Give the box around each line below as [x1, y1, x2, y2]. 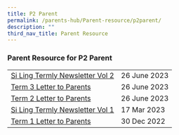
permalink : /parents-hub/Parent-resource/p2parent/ [7, 17, 161, 24]
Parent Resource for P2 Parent [7, 53, 112, 63]
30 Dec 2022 [121, 116, 166, 126]
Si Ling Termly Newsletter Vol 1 [11, 105, 114, 115]
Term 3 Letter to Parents [11, 82, 91, 91]
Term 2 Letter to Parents [11, 93, 91, 103]
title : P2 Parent [7, 10, 58, 18]
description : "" [7, 23, 55, 30]
